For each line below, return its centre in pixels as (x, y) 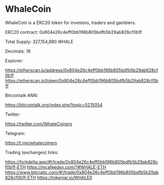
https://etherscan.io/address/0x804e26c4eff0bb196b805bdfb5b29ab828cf (82, 70)
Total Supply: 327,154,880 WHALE (39, 41)
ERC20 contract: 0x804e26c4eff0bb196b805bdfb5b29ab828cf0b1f (73, 32)
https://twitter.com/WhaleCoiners (39, 124)
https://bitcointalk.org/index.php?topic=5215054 (54, 105)
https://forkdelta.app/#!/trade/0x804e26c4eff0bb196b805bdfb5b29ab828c (82, 162)
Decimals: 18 (18, 51)
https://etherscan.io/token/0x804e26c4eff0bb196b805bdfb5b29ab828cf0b (82, 80)
